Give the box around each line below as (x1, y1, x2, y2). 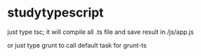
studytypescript (7, 5, 104, 21)
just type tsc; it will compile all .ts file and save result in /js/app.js (7, 28, 194, 36)
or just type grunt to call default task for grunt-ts (7, 41, 147, 49)
